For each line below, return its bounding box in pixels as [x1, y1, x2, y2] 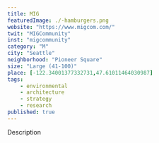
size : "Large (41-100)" [7, 63, 78, 70]
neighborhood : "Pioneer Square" [7, 56, 102, 63]
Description [7, 128, 41, 136]
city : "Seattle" [7, 50, 55, 57]
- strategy [20, 96, 52, 103]
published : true [7, 108, 55, 116]
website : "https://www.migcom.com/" [7, 23, 115, 30]
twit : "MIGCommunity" [7, 30, 71, 37]
